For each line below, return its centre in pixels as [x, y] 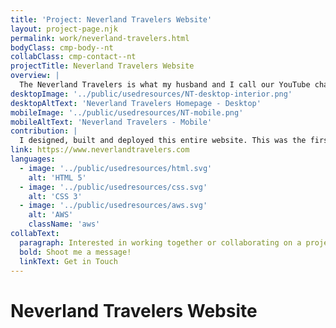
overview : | [35, 76]
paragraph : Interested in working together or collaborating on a [160, 242]
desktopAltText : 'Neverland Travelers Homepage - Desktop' [136, 103]
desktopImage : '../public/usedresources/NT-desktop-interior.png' [151, 94]
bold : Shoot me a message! [75, 252]
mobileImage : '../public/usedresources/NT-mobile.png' [127, 112]
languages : [33, 159]
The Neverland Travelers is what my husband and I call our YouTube [165, 85]
